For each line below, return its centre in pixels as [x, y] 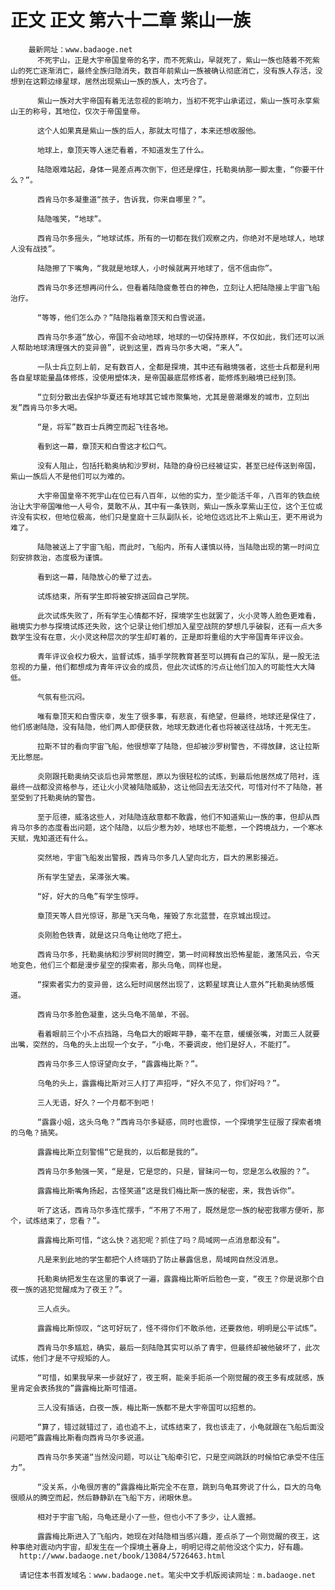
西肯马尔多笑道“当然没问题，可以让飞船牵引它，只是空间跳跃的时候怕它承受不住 [177, 1457]
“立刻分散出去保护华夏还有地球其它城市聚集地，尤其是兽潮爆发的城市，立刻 [169, 397]
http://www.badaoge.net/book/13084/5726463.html [122, 1556]
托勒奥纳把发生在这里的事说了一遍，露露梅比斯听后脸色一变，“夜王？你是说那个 [177, 1279]
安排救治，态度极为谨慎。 [62, 557]
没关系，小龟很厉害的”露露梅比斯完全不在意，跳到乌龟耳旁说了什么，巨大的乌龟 [181, 1487]
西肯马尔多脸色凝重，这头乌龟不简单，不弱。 [115, 1014]
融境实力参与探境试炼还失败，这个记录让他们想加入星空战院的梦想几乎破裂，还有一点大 [163, 626]
